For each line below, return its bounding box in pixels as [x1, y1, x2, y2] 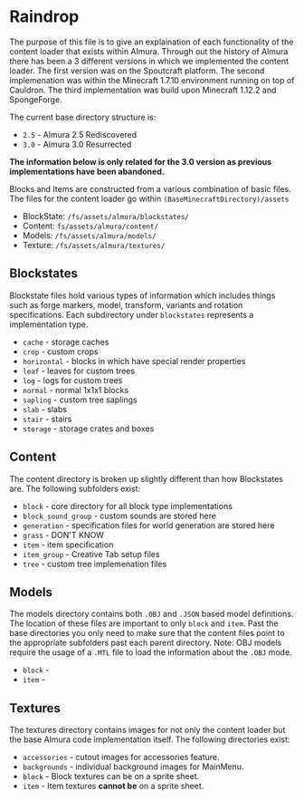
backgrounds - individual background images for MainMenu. [22, 761, 244, 772]
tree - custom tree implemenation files [22, 558, 167, 569]
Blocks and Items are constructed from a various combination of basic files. [9, 183, 291, 194]
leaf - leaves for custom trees [22, 365, 136, 376]
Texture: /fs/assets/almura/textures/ [22, 239, 166, 250]
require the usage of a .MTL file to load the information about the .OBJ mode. [9, 647, 292, 658]
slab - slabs [22, 403, 68, 414]
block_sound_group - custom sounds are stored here [22, 510, 217, 521]
